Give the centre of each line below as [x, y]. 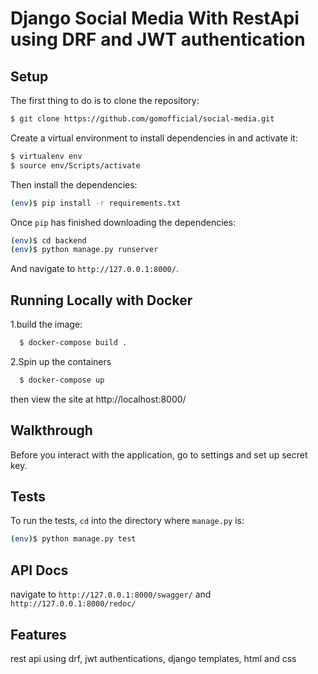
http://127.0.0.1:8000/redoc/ [73, 604]
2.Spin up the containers [61, 361]
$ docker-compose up [62, 380]
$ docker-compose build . [73, 343]
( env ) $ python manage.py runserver [84, 250]
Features [38, 634]
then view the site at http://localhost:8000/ [98, 399]
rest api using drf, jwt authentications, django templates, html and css [153, 658]
